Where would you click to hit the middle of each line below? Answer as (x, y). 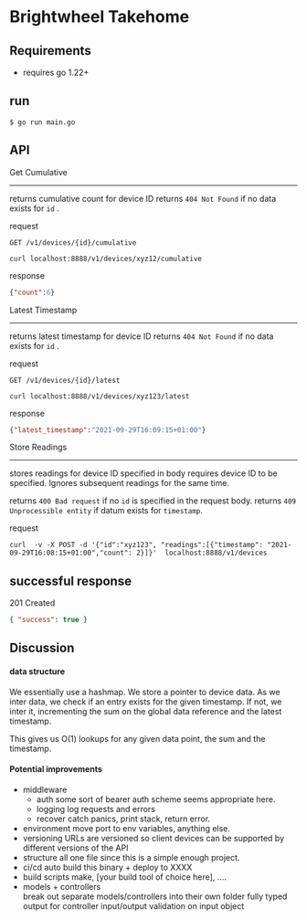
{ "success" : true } (49, 620)
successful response (71, 581)
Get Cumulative (39, 172)
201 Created (32, 603)
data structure (37, 671)
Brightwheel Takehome (100, 17)
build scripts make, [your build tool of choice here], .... (124, 877)
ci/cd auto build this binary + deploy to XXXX (107, 867)
